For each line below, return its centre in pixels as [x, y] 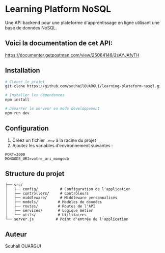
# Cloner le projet [25, 82]
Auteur [16, 234]
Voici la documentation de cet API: [59, 43]
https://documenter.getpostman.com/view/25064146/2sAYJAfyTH [72, 55]
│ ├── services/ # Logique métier [49, 211]
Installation [23, 70]
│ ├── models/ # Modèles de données [54, 202]
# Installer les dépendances [35, 95]
